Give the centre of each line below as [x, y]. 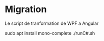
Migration [26, 9]
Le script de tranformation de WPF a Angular [52, 23]
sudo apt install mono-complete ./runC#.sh [50, 33]
